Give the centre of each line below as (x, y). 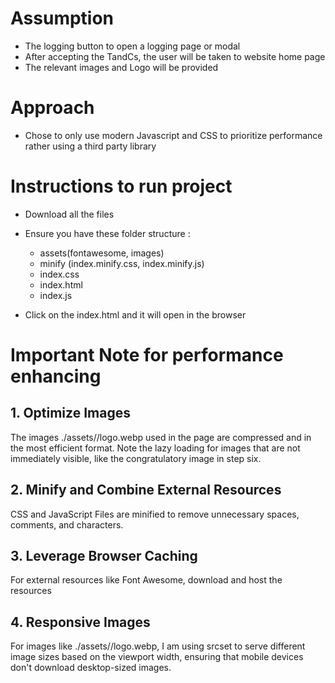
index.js (56, 295)
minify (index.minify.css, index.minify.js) (122, 263)
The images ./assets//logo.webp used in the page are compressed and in (161, 437)
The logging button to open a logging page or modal (132, 46)
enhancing (56, 376)
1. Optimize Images (70, 413)
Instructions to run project (121, 186)
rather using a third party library (90, 146)
